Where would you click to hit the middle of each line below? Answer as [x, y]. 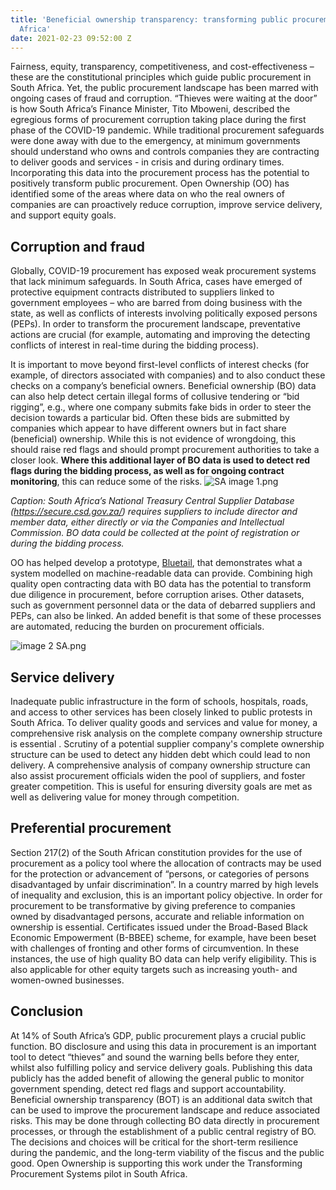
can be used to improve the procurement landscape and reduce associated [165, 1110]
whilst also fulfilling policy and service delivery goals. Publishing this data [161, 1067]
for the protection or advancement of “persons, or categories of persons [160, 873]
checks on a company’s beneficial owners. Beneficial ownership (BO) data [163, 386]
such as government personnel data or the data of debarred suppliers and [163, 605]
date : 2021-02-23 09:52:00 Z [71, 38]
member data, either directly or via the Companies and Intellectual [147, 522]
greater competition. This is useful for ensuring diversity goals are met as [161, 786]
